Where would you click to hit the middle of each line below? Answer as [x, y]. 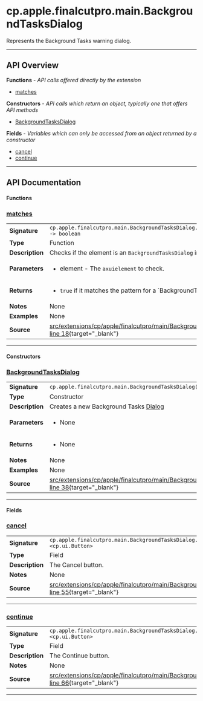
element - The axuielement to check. [112, 269]
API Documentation [44, 183]
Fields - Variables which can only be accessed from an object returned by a [101, 133]
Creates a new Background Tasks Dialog [107, 406]
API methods [22, 109]
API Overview [33, 66]
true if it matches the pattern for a [108, 290]
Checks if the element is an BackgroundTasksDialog [121, 253]
